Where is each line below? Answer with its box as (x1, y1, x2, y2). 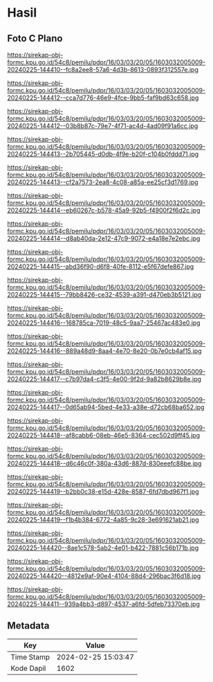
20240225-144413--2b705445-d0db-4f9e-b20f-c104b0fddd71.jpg (7, 150, 199, 158)
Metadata (7, 620, 50, 631)
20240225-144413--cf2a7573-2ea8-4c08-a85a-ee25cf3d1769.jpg (7, 178, 198, 186)
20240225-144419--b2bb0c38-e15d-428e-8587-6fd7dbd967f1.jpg (7, 487, 199, 496)
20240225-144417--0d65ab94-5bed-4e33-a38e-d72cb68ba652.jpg (7, 403, 205, 411)
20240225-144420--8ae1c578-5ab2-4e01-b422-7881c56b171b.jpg (7, 544, 199, 552)
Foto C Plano (7, 33, 63, 44)
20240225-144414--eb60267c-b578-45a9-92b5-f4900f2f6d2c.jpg (7, 206, 201, 214)
